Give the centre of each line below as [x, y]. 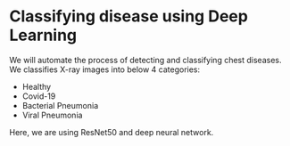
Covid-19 [39, 96]
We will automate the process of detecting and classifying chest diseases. [145, 60]
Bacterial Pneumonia [60, 105]
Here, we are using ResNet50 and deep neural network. [112, 132]
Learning [43, 35]
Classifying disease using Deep [128, 16]
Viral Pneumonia [52, 115]
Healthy [37, 86]
